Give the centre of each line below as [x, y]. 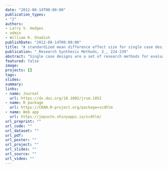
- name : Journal [22, 93]
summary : [14, 84]
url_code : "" [19, 126]
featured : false [22, 61]
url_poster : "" [21, 140]
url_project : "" [22, 145]
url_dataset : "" [22, 130]
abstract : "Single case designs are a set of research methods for [77, 56]
